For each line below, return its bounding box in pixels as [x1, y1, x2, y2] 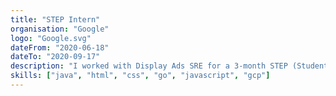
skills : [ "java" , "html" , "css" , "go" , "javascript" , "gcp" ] [10, 71, 271, 81]
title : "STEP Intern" [10, 14, 101, 25]
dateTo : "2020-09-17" [10, 52, 101, 62]
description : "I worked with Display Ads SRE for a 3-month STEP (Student [10, 61, 329, 71]
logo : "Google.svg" [10, 33, 92, 43]
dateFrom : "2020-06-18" [10, 42, 110, 53]
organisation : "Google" [10, 24, 110, 34]
